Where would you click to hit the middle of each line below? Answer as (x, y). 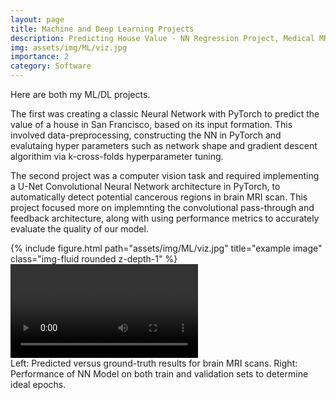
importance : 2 (40, 57)
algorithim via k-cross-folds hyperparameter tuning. (117, 156)
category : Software (51, 66)
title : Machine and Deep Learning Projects (102, 29)
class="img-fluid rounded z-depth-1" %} (94, 259)
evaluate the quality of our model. (79, 229)
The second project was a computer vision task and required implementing (165, 175)
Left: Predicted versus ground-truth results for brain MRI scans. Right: (154, 363)
